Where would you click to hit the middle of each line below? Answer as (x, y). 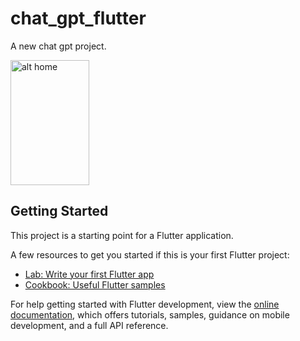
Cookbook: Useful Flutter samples (95, 284)
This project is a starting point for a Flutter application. (122, 235)
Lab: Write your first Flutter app (89, 274)
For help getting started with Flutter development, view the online (145, 304)
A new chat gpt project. (58, 46)
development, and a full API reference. (89, 325)
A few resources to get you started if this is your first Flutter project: (150, 254)
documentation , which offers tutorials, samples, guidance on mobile (150, 314)
